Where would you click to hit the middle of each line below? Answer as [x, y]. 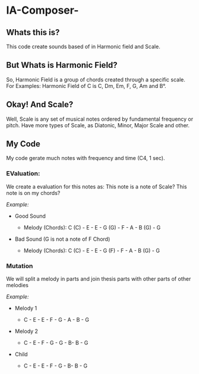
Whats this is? [33, 32]
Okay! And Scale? [40, 105]
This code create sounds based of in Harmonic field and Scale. [83, 46]
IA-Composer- [42, 10]
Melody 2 [26, 331]
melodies [17, 285]
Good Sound [30, 216]
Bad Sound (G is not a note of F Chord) [62, 239]
